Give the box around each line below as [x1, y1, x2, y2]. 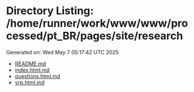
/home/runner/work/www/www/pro [6, 17, 188, 30]
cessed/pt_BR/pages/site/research [6, 29, 183, 42]
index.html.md [14, 66, 50, 73]
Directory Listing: [6, 4, 94, 18]
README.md [14, 60, 46, 67]
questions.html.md [14, 73, 61, 80]
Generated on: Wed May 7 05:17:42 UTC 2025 [6, 48, 119, 55]
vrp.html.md [14, 78, 45, 86]
